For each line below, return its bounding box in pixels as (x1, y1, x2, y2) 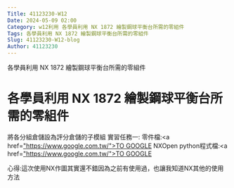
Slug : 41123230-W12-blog (7, 37, 80, 44)
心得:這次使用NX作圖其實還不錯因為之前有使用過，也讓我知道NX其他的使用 (7, 163, 224, 173)
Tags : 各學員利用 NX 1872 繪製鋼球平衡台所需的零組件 (7, 30, 149, 37)
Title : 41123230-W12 (7, 10, 68, 18)
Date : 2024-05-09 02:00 (7, 17, 77, 24)
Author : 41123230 (7, 43, 58, 50)
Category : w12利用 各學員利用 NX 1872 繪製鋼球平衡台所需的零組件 (7, 23, 185, 30)
